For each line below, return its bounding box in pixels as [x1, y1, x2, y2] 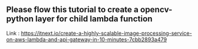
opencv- [140, 5, 173, 15]
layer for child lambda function [35, 14, 153, 24]
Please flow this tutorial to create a [6, 5, 139, 15]
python [6, 14, 34, 24]
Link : [6, 30, 20, 37]
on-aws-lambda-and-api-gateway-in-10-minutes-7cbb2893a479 [6, 35, 167, 43]
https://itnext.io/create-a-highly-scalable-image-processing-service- [20, 30, 192, 37]
